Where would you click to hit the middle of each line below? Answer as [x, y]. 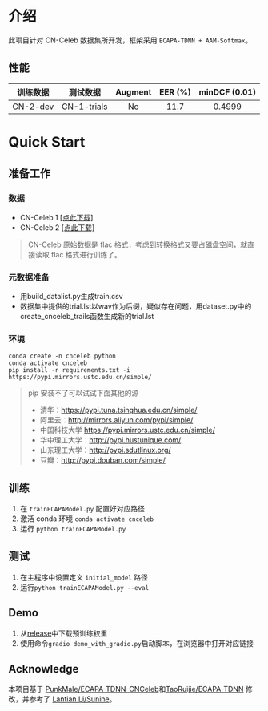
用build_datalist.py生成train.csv [71, 296]
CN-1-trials [84, 107]
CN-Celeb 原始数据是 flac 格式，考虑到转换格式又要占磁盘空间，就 [138, 244]
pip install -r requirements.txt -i [69, 370]
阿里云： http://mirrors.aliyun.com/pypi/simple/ [116, 420]
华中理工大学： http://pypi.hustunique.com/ [110, 440]
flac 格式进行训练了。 [86, 254]
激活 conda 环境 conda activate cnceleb [87, 519]
